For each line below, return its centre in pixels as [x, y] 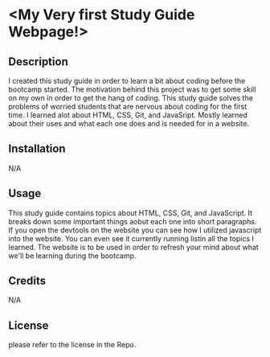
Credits [27, 281]
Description [38, 62]
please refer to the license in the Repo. [72, 345]
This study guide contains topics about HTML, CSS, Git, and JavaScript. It [131, 213]
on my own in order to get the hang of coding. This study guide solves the [131, 98]
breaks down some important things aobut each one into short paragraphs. [133, 221]
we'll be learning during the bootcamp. [72, 256]
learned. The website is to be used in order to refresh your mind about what [133, 247]
